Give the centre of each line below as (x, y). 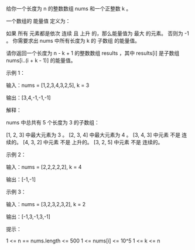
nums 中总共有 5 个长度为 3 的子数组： (53, 122)
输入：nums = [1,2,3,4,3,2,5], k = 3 (48, 85)
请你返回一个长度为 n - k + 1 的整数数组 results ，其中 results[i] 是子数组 (93, 53)
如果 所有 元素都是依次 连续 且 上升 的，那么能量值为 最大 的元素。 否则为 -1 (97, 33)
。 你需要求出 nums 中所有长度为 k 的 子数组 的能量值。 (73, 41)
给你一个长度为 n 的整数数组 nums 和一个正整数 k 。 (69, 8)
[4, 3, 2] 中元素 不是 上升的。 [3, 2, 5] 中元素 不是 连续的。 (93, 142)
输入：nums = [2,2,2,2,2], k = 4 (44, 167)
